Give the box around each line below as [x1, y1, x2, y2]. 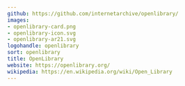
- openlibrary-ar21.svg [7, 36, 77, 43]
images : [7, 17, 30, 24]
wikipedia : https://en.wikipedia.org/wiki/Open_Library [7, 68, 172, 75]
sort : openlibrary [7, 49, 61, 56]
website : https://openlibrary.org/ [7, 62, 111, 69]
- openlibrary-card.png [7, 23, 77, 30]
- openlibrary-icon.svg [7, 29, 77, 37]
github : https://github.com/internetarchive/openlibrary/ [7, 10, 179, 17]
